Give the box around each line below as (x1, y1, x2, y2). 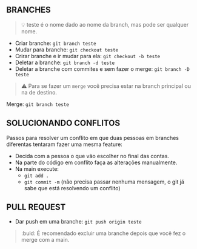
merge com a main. (21, 236, 70, 244)
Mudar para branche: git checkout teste (15, 45, 119, 53)
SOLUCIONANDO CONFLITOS (6, 118, 120, 128)
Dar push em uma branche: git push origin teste (15, 218, 142, 225)
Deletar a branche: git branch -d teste (15, 59, 115, 66)
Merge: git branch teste (6, 100, 70, 108)
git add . (24, 173, 50, 179)
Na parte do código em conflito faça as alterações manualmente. (15, 159, 178, 166)
